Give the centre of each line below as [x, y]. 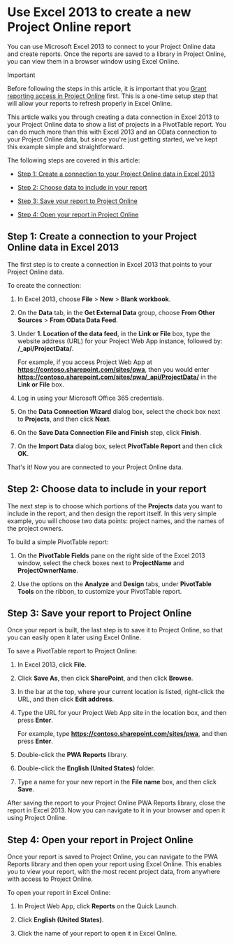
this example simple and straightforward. [66, 146]
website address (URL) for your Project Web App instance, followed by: [120, 341]
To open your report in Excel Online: [59, 893]
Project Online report [69, 27]
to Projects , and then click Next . [64, 419]
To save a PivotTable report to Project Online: [72, 651]
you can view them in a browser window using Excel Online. [94, 61]
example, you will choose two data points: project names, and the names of [116, 521]
